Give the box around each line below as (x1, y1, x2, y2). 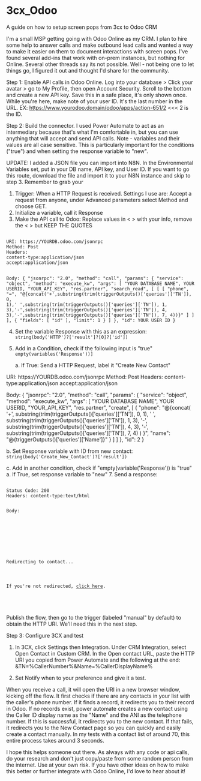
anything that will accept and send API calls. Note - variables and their (6, 134, 180, 142)
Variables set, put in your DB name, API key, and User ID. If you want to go (6, 166, 190, 173)
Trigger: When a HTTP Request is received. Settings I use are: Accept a (14, 190, 192, 197)
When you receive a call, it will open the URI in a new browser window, (6, 686, 181, 693)
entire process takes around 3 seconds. (6, 737, 104, 744)
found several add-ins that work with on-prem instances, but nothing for (6, 54, 185, 61)
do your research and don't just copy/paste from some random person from (6, 755, 194, 762)
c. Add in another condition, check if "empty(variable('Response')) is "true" (6, 464, 192, 471)
